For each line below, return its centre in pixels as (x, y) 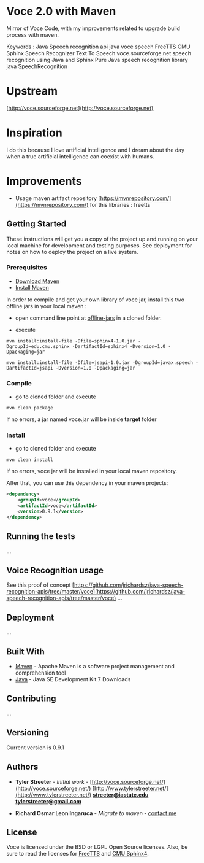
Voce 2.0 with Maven (61, 11)
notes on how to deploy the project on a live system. (72, 252)
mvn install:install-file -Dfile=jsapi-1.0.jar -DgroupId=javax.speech (100, 362)
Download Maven (37, 281)
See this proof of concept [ (40, 585)
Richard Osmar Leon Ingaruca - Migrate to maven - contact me (96, 813)
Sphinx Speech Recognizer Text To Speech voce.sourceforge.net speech (99, 53)
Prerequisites (27, 268)
